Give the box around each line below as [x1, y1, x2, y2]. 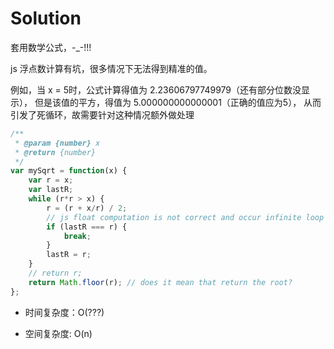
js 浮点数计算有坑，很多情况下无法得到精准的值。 [10, 62, 213, 74]
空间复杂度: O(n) [24, 327, 93, 339]
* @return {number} [14, 147, 97, 157]
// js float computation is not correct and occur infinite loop [46, 212, 325, 222]
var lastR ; [28, 185, 74, 195]
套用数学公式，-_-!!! [10, 41, 92, 53]
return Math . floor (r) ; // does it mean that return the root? [28, 277, 293, 287]
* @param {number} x [14, 138, 101, 148]
